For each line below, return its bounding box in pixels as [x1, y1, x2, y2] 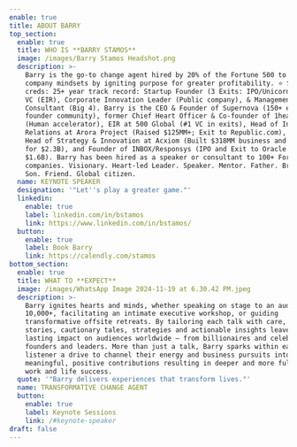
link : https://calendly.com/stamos [25, 251, 156, 261]
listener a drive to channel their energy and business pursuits [25, 351, 271, 359]
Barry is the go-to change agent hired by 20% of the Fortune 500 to [25, 71, 287, 80]
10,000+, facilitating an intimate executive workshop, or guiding [25, 309, 278, 319]
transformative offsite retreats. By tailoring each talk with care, [25, 318, 287, 327]
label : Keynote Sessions [25, 408, 117, 417]
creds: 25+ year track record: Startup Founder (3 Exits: [25, 87, 243, 96]
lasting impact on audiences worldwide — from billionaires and [25, 334, 267, 343]
